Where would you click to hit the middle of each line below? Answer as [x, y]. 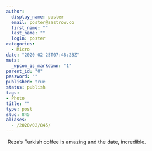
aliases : [17, 120]
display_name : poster [38, 17]
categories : [20, 44]
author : [15, 11]
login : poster [28, 38]
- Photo [15, 98]
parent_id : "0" [25, 71]
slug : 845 [18, 114]
